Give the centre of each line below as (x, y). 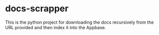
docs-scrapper (37, 9)
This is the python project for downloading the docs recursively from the (79, 22)
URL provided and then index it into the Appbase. (56, 27)
